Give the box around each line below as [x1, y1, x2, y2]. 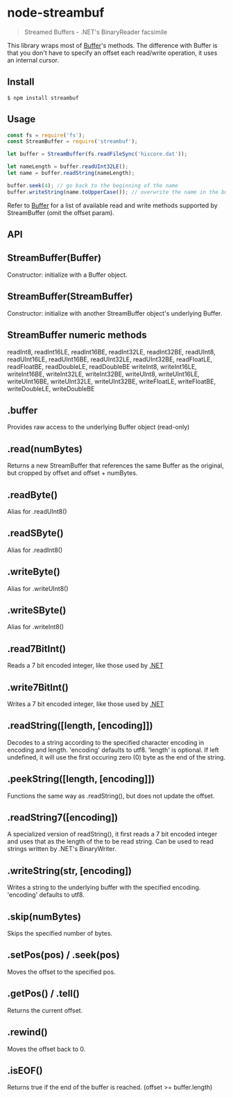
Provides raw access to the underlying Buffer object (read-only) [7, 423, 190, 431]
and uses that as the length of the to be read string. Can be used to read [7, 837, 214, 846]
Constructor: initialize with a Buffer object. [7, 271, 128, 279]
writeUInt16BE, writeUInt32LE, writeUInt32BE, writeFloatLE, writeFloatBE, [7, 377, 216, 386]
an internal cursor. [7, 55, 60, 64]
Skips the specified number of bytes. [7, 929, 113, 938]
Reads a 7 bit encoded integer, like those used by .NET [7, 661, 164, 670]
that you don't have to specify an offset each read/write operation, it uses [7, 49, 218, 57]
